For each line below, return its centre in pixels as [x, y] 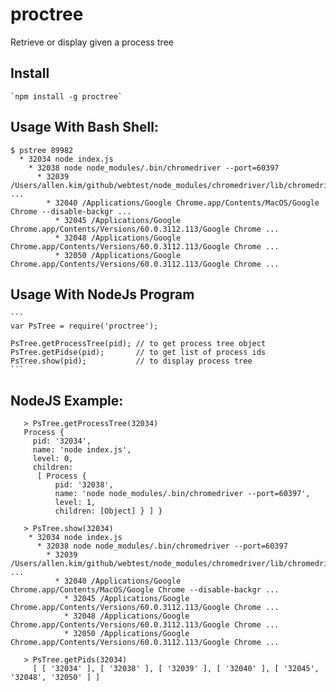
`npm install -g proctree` [66, 96]
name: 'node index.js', [82, 450]
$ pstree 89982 [42, 150]
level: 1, [75, 503]
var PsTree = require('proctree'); [84, 326]
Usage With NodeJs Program [102, 294]
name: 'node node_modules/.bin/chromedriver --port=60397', [182, 494]
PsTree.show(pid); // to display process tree [131, 361]
